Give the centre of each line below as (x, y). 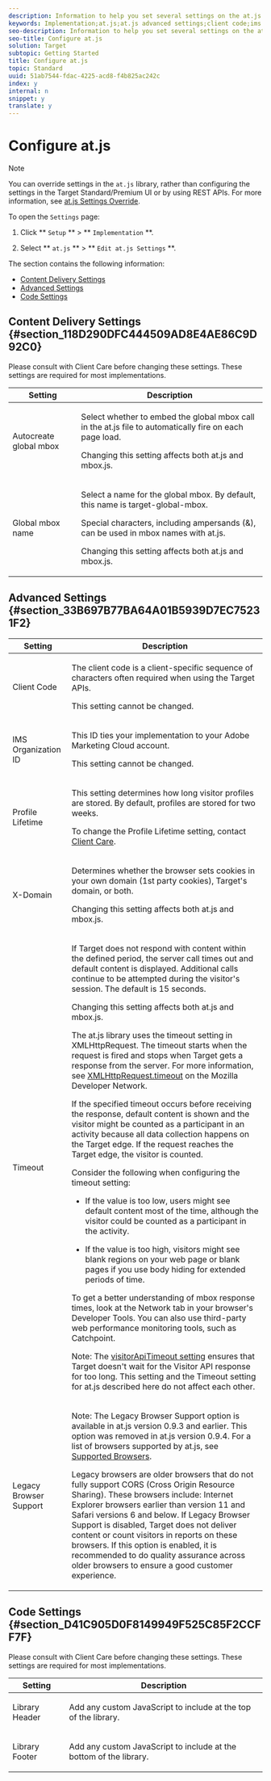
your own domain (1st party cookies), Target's (159, 880)
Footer (25, 1756)
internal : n (28, 91)
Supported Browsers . (111, 1456)
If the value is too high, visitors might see (163, 1249)
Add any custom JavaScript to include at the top (160, 1707)
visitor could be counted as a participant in (166, 1220)
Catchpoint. (93, 1338)
